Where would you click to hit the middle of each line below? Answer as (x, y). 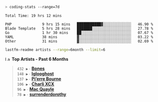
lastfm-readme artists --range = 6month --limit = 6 (55, 50)
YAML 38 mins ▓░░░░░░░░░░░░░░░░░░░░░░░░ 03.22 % (79, 37)
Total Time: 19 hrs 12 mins (34, 16)
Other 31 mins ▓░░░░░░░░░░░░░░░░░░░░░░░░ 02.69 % (79, 41)
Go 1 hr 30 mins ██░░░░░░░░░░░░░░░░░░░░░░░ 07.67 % (79, 33)
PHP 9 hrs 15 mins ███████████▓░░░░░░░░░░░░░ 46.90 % (79, 24)
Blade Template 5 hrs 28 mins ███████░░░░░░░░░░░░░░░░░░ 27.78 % (79, 28)
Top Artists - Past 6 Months (40, 59)
